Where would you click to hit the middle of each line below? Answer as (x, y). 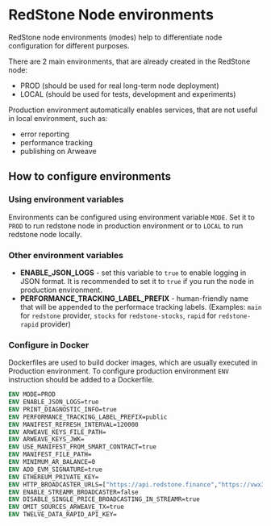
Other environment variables (66, 255)
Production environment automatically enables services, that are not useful (133, 110)
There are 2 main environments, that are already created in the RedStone (129, 61)
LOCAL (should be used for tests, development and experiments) (128, 94)
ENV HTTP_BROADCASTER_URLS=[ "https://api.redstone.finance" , (113, 484)
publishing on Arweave (58, 151)
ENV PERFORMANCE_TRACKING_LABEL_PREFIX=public (88, 417)
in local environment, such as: (58, 118)
